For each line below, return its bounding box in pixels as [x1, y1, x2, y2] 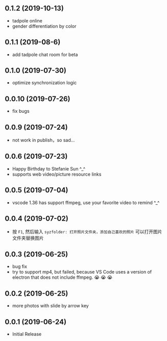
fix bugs [12, 108, 30, 114]
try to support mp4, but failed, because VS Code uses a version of [12, 269, 152, 275]
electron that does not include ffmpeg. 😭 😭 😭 [12, 274, 113, 280]
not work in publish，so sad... [12, 137, 75, 143]
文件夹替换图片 [12, 235, 44, 241]
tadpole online [12, 17, 43, 23]
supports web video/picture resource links [12, 171, 102, 177]
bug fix [12, 263, 28, 270]
